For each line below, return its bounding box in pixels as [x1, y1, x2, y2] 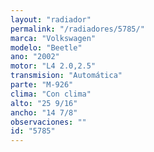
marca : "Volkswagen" [10, 33, 97, 43]
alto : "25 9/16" [10, 98, 78, 108]
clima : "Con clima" [10, 89, 92, 99]
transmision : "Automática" [10, 71, 123, 81]
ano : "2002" [10, 52, 60, 62]
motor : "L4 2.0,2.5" [10, 61, 97, 71]
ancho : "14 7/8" [10, 107, 78, 118]
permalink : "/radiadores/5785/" [10, 24, 145, 34]
